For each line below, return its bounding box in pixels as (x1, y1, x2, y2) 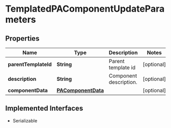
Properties (5, 34, 40, 43)
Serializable (12, 117, 38, 123)
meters (5, 14, 36, 25)
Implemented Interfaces (5, 104, 83, 113)
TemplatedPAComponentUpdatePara (5, 3, 165, 15)
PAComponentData (56, 87, 104, 94)
